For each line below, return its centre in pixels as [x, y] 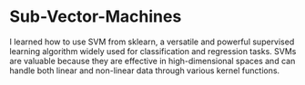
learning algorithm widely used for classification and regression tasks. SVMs [153, 51]
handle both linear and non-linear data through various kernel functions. [145, 71]
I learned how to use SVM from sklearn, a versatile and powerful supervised [152, 42]
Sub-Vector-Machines [96, 17]
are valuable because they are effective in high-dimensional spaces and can [152, 61]
